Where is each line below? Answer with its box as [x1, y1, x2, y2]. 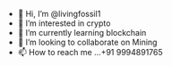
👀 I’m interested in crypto [17, 18, 111, 29]
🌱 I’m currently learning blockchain [17, 28, 147, 37]
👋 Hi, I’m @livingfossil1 [17, 9, 101, 19]
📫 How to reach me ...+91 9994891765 [17, 47, 163, 57]
